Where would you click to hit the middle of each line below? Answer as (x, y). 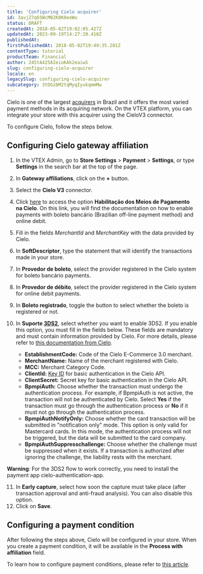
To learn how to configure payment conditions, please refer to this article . (98, 564)
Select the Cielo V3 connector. (54, 190)
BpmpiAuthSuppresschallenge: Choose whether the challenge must (111, 444)
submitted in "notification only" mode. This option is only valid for (106, 425)
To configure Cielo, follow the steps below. (60, 127)
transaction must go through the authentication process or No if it (106, 405)
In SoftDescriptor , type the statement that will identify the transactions (104, 251)
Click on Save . (34, 506)
